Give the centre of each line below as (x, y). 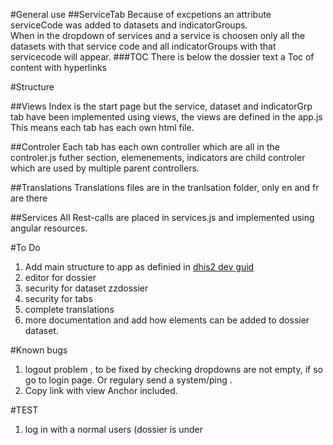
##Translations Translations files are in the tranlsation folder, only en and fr (165, 187)
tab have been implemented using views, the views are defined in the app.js (166, 117)
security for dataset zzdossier (86, 288)
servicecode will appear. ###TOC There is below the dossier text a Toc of (162, 57)
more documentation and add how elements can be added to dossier (167, 320)
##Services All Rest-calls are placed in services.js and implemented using (162, 217)
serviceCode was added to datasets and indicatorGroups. (129, 25)
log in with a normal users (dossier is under (113, 429)
